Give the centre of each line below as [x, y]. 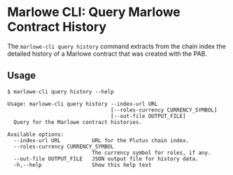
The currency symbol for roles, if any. [151, 153]
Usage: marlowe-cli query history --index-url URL [83, 104]
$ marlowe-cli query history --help [61, 91]
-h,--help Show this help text [83, 165]
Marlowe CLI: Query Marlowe [94, 12]
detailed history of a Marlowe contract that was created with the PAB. [107, 54]
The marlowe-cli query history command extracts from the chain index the [116, 46]
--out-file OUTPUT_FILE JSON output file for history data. [106, 159]
